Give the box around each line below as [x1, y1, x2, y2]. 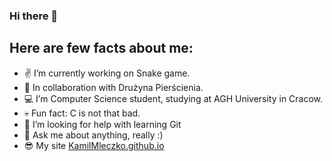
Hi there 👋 [9, 9, 59, 23]
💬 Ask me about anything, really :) [23, 129, 164, 141]
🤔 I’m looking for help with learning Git [23, 118, 182, 130]
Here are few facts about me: [9, 40, 194, 57]
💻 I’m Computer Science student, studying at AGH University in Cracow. [23, 92, 324, 104]
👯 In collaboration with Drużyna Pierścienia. [23, 81, 204, 93]
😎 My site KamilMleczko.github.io [23, 139, 165, 151]
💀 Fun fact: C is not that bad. [23, 107, 141, 119]
